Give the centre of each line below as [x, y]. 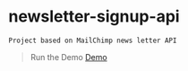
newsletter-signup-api [94, 17]
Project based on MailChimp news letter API [93, 40]
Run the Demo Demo [69, 57]
